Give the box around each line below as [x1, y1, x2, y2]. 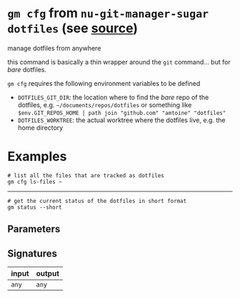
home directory [17, 123, 64, 131]
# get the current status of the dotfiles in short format [7, 197, 187, 204]
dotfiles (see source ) [7, 20, 138, 36]
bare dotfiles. [7, 65, 46, 74]
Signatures [7, 247, 58, 259]
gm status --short [7, 204, 62, 211]
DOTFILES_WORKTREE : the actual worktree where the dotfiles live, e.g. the [17, 116, 226, 124]
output [36, 269, 59, 279]
